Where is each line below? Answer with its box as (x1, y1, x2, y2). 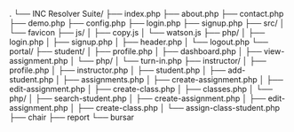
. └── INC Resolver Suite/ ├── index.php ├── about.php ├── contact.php (9, 9, 284, 19)
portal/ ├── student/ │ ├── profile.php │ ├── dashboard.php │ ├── (9, 46, 262, 57)
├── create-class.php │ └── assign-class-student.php (76, 103, 281, 113)
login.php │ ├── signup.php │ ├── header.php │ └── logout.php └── (9, 36, 269, 47)
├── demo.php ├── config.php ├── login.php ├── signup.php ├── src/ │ (9, 18, 285, 28)
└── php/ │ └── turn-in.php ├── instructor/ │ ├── (76, 56, 266, 66)
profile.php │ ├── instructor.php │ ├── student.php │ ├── (9, 65, 226, 75)
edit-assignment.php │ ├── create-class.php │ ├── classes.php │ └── (9, 84, 274, 94)
